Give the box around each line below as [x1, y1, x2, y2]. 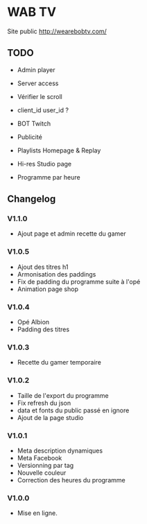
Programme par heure [17, 173, 81, 181]
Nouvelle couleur [17, 469, 67, 477]
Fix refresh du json [17, 399, 71, 407]
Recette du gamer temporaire [17, 358, 102, 367]
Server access [17, 79, 59, 87]
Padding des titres [17, 325, 70, 333]
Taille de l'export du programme [17, 391, 109, 399]
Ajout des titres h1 [17, 263, 69, 271]
